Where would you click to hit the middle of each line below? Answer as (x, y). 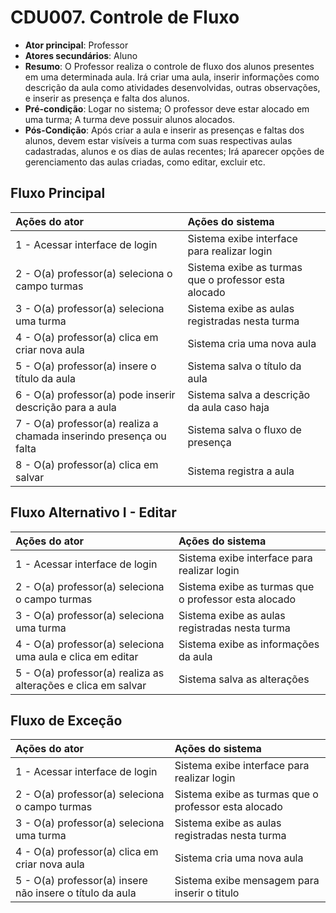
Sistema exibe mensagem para (247, 881)
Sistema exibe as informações (249, 644)
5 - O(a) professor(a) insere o (86, 366)
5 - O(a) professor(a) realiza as (90, 673)
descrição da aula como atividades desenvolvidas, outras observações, (172, 87)
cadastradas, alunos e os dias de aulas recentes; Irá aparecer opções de (174, 151)
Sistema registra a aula (241, 471)
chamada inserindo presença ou (91, 436)
